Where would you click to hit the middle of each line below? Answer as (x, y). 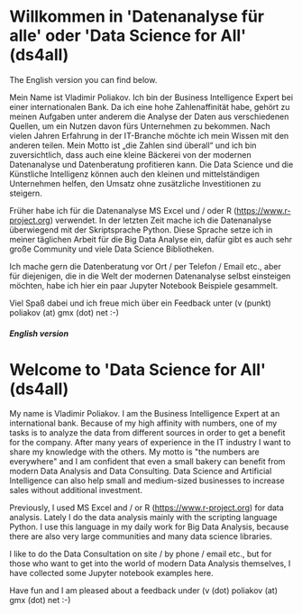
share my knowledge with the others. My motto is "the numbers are (134, 452)
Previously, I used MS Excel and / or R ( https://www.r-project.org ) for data (146, 508)
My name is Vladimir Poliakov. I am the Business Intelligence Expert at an (145, 414)
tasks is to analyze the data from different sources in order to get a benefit (147, 433)
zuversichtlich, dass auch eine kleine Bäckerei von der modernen (130, 154)
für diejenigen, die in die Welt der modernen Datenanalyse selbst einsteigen (150, 276)
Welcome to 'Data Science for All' (138, 369)
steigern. (26, 193)
